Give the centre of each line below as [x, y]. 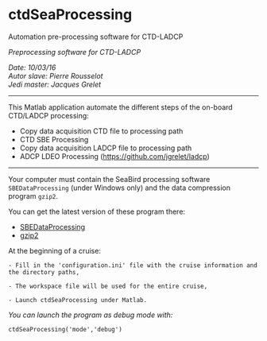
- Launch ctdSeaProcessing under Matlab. [78, 300]
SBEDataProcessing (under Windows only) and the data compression [119, 188]
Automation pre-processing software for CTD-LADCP [96, 37]
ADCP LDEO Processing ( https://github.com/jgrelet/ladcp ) [115, 156]
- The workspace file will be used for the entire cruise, [108, 286]
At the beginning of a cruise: [55, 250]
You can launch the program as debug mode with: [91, 315]
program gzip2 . [33, 196]
